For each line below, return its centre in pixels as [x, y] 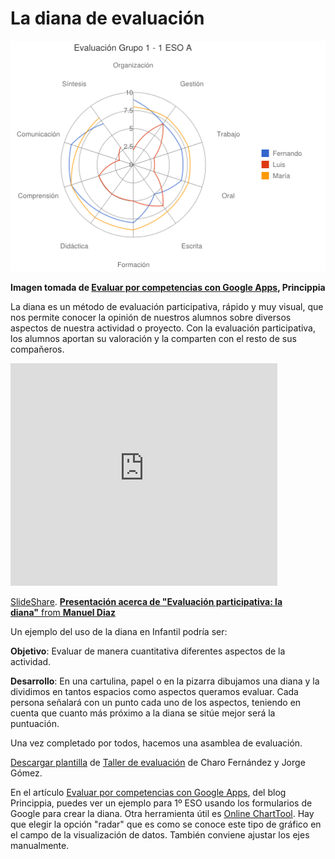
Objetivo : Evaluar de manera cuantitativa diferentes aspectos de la [148, 651]
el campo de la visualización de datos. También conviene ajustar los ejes [160, 834]
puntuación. [35, 723]
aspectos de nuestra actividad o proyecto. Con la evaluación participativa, [163, 328]
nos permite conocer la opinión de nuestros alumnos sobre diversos [151, 317]
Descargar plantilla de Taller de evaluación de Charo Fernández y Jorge [158, 762]
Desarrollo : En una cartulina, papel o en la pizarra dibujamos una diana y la [165, 681]
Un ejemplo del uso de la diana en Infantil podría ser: [119, 631]
